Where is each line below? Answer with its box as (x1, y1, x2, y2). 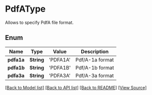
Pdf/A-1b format (75, 64, 114, 71)
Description (81, 48, 109, 55)
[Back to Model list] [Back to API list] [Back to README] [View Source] (5, 84, 147, 91)
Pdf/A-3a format (75, 72, 114, 79)
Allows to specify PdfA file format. (5, 19, 74, 25)
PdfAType (5, 3, 46, 15)
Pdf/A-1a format (75, 56, 114, 63)
